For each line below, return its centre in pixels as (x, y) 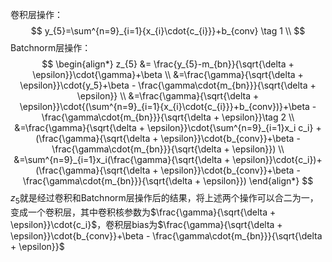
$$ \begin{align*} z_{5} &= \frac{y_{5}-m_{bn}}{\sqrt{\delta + (168, 64)
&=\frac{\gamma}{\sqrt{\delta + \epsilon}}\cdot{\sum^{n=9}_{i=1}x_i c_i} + (168, 127)
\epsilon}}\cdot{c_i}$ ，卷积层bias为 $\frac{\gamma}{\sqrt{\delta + (146, 224)
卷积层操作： (36, 14)
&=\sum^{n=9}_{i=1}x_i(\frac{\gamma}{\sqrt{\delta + (122, 159)
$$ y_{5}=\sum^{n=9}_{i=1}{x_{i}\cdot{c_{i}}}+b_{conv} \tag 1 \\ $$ (168, 31)
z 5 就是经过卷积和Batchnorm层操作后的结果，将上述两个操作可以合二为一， (164, 199)
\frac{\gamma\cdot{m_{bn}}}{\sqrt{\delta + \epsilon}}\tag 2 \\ (168, 117)
